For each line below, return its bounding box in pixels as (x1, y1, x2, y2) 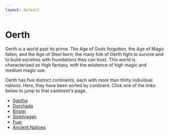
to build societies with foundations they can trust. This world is (5, 56, 136, 62)
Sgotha (12, 97, 28, 103)
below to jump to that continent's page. (5, 88, 87, 94)
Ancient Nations (12, 124, 46, 130)
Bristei (12, 108, 26, 114)
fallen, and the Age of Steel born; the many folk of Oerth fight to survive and (5, 51, 163, 57)
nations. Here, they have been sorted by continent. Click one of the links (5, 82, 155, 88)
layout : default (5, 7, 39, 13)
